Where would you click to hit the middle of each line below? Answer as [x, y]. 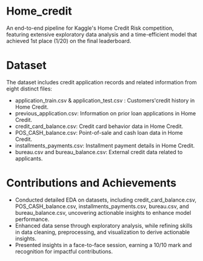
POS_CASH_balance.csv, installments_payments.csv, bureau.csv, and [102, 206]
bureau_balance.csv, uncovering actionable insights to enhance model [103, 212]
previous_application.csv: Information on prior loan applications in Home [105, 113]
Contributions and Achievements [92, 183]
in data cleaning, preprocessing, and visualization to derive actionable [102, 232]
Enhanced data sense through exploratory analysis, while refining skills [104, 225]
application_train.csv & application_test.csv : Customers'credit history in [105, 100]
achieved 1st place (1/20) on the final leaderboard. [69, 41]
